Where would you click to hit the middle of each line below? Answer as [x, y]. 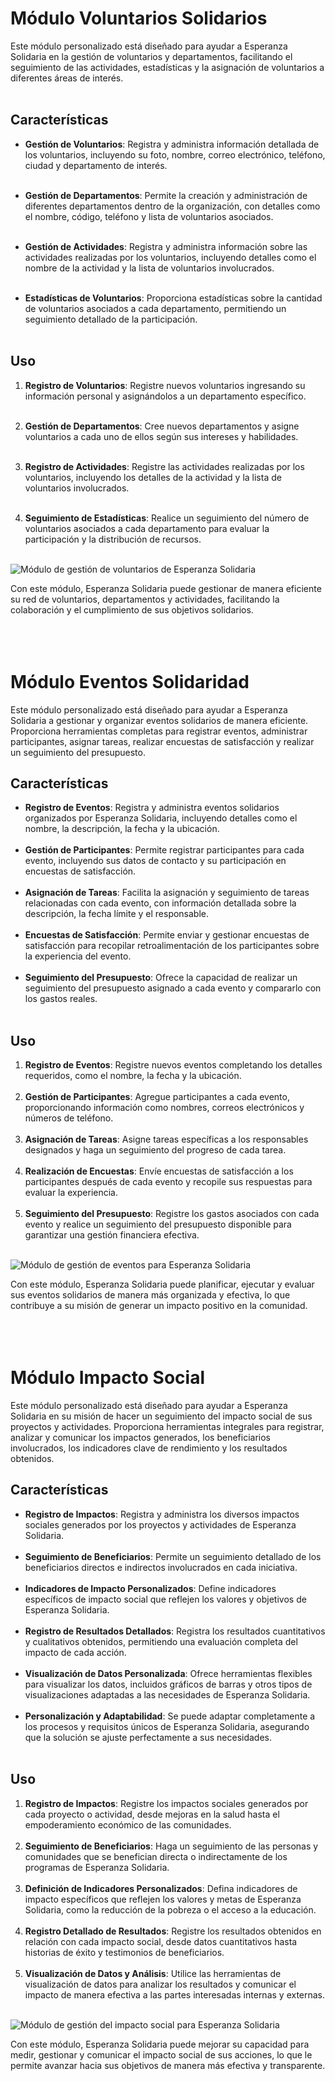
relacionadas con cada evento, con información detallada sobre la [160, 903]
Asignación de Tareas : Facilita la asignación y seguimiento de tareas [167, 893]
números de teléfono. [69, 1118]
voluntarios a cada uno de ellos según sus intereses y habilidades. [161, 436]
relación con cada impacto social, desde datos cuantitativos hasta [161, 1941]
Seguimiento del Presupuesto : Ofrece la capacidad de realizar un [161, 978]
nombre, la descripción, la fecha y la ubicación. [122, 829]
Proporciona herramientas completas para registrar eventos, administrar [159, 731]
